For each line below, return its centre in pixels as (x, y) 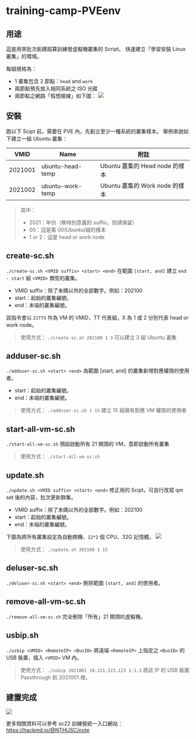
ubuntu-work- (62, 186)
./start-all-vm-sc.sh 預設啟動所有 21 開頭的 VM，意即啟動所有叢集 (88, 444)
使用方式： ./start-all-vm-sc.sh (60, 456)
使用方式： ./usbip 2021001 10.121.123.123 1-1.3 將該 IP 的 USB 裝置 (105, 670)
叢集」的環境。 (24, 56)
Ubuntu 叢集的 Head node (136, 166)
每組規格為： (21, 69)
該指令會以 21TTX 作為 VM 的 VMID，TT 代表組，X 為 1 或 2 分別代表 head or (97, 317)
